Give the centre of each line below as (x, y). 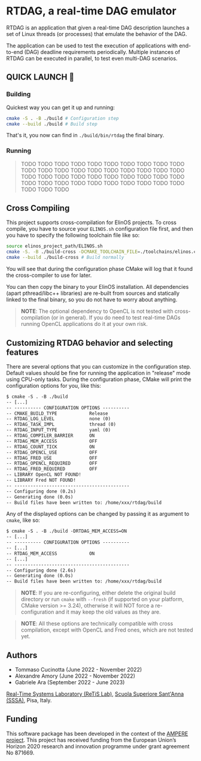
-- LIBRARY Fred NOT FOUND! (41, 481)
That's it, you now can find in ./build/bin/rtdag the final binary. (85, 135)
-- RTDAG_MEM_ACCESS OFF (52, 441)
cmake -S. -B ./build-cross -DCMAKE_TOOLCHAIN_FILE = (73, 252)
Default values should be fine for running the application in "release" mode (98, 373)
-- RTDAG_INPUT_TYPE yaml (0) (59, 430)
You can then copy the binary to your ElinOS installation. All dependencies (98, 287)
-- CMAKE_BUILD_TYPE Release (57, 413)
